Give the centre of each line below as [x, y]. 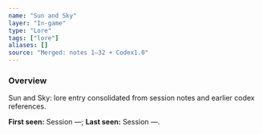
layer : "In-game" [37, 23]
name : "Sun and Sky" [43, 16]
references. [27, 106]
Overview [28, 81]
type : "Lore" [30, 30]
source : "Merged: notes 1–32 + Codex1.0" [79, 53]
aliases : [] [28, 45]
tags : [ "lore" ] [34, 38]
